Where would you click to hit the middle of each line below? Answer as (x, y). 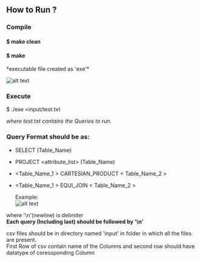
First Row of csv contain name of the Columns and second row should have (100, 246)
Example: (27, 197)
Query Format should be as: (48, 137)
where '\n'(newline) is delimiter (45, 215)
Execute (19, 96)
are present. (21, 240)
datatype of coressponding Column (51, 252)
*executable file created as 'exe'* (48, 69)
